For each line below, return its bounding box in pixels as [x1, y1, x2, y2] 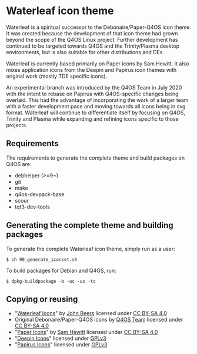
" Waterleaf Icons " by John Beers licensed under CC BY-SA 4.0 [14, 310, 168, 317]
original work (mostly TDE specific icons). [6, 72, 108, 80]
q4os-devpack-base [14, 190, 65, 198]
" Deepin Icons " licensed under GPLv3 [14, 335, 106, 342]
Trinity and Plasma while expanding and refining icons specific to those [6, 115, 179, 122]
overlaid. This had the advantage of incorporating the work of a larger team [6, 96, 189, 104]
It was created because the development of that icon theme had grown [6, 29, 178, 37]
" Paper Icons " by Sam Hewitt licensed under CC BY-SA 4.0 [14, 329, 158, 336]
